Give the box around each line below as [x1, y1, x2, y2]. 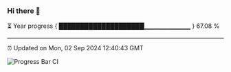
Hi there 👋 [7, 6, 41, 16]
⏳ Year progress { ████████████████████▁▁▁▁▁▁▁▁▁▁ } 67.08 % [7, 22, 220, 30]
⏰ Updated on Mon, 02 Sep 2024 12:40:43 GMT [7, 44, 144, 52]
